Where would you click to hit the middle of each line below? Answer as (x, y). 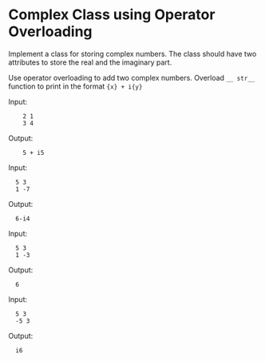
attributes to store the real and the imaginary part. (90, 62)
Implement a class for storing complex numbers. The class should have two (132, 54)
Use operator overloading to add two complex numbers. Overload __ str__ (132, 77)
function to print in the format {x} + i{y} (75, 86)
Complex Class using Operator (112, 15)
